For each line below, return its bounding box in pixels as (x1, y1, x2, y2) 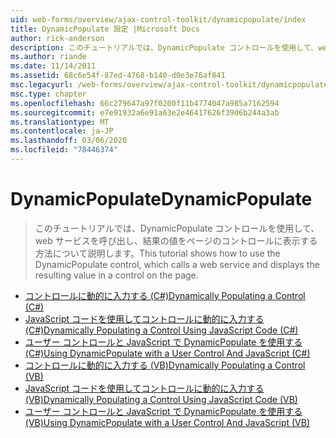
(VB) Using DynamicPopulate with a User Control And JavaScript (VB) (24, 416, 311, 428)
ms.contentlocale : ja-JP (10, 126, 114, 136)
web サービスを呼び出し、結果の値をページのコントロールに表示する (34, 234, 318, 246)
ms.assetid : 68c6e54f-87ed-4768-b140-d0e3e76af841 (10, 71, 226, 81)
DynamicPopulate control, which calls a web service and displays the (34, 258, 320, 270)
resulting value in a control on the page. (34, 269, 199, 281)
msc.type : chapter (10, 89, 87, 99)
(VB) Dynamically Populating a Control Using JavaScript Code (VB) (24, 393, 298, 405)
